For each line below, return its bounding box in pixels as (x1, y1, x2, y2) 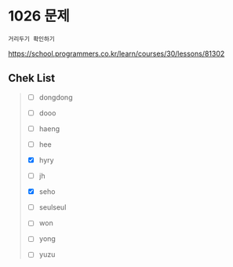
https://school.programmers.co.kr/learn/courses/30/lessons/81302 (8, 49, 225, 58)
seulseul (38, 203, 67, 212)
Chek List (8, 71, 56, 85)
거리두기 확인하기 (8, 35, 55, 43)
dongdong (38, 92, 73, 102)
